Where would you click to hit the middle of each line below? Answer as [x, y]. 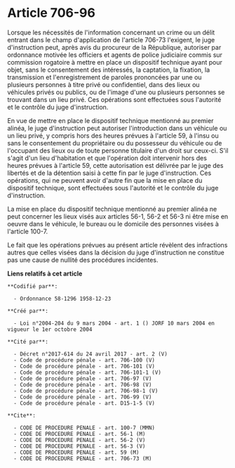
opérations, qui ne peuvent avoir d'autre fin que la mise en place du [105, 180]
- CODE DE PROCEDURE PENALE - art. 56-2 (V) [80, 440]
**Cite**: [22, 415]
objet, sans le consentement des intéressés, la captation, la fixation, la [109, 70]
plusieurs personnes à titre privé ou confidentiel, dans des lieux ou [103, 84]
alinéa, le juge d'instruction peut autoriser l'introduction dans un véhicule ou [117, 128]
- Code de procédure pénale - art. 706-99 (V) [83, 397]
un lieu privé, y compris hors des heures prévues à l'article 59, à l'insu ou [113, 136]
